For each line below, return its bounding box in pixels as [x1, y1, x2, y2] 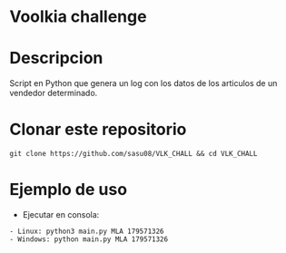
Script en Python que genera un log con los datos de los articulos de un [9, 78, 278, 89]
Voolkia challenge [9, 6, 147, 27]
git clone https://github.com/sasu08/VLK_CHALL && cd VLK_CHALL [9, 150, 258, 159]
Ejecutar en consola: [22, 209, 100, 219]
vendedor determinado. [9, 88, 98, 99]
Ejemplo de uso [9, 180, 128, 200]
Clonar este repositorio [9, 120, 187, 140]
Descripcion [9, 48, 104, 69]
